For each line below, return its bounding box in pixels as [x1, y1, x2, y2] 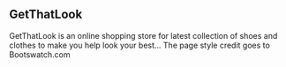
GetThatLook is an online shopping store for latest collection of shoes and [9, 30, 278, 41]
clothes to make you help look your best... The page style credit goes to [9, 40, 271, 50]
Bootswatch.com [9, 48, 71, 60]
